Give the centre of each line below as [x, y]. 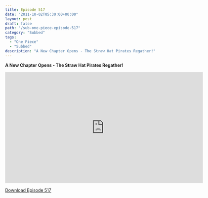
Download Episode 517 [28, 190]
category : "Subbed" [25, 33]
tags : [11, 38]
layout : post [19, 19]
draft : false [19, 23]
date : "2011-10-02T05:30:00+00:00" [42, 14]
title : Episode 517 [25, 10]
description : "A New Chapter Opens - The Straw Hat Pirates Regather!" [80, 51]
